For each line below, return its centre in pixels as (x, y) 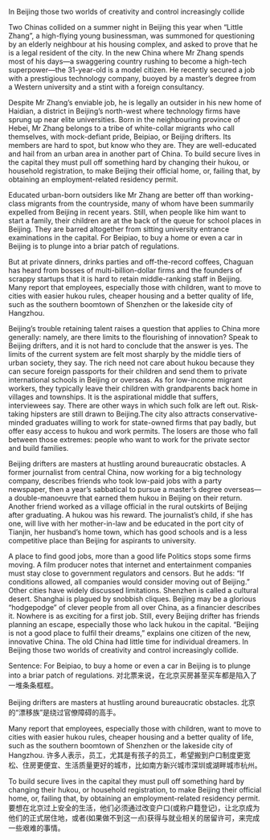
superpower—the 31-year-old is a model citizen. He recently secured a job (132, 70)
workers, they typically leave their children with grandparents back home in (133, 388)
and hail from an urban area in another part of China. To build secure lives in (135, 154)
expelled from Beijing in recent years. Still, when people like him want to (127, 212)
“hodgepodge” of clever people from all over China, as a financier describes (135, 607)
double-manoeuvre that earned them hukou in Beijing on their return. (128, 498)
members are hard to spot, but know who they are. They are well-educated (133, 145)
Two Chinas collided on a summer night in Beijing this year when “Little (126, 27)
